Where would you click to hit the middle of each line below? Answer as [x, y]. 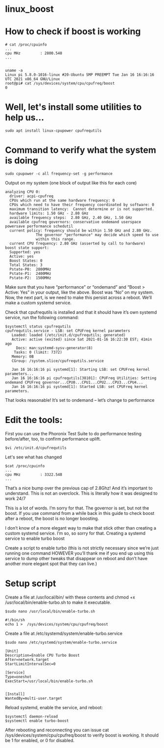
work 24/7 [15, 498]
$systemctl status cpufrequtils [38, 327]
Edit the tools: [34, 420]
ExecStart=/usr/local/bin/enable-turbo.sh [49, 681]
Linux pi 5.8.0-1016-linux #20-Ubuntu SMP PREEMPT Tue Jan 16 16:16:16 [80, 75]
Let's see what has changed [34, 457]
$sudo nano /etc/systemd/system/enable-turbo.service [61, 642]
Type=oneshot [18, 677]
